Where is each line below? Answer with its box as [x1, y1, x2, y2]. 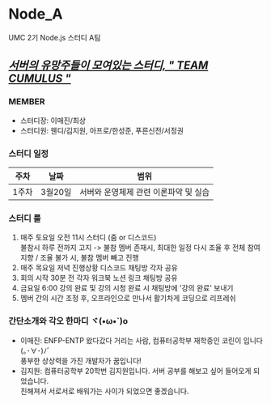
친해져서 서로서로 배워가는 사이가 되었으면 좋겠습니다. [19, 386, 189, 396]
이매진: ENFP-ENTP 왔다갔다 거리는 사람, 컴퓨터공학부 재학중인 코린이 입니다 [19, 335, 263, 345]
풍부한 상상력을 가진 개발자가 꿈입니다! [19, 355, 142, 365]
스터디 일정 [8, 147, 49, 159]
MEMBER [8, 96, 45, 108]
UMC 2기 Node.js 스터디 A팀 [8, 32, 101, 42]
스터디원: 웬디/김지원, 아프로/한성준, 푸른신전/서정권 [19, 125, 184, 135]
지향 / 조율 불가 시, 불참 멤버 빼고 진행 [19, 252, 139, 263]
